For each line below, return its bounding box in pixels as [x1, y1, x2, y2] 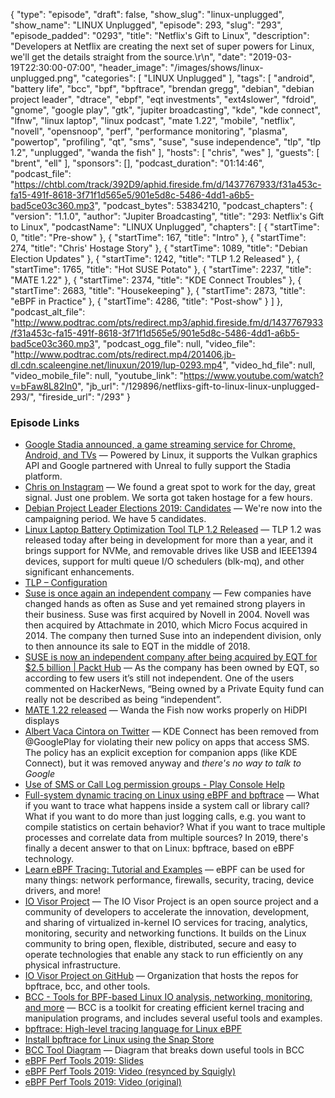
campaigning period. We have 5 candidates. [24, 513, 207, 525]
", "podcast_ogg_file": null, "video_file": [94, 338, 256, 349]
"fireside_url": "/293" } [38, 391, 131, 403]
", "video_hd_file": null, [222, 359, 316, 371]
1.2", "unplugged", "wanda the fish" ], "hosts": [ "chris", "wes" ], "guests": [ [10, 147, 320, 158]
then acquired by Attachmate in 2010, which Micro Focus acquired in [24, 619, 308, 631]
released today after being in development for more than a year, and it [24, 534, 313, 546]
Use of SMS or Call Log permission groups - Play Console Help [24, 779, 285, 791]
